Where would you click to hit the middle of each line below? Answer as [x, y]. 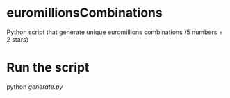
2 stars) [18, 39]
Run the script [48, 68]
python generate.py [35, 87]
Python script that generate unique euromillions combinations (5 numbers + [115, 32]
